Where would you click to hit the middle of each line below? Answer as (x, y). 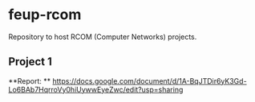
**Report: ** (30, 80)
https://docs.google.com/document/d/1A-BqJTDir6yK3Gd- (150, 80)
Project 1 (30, 62)
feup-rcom (45, 15)
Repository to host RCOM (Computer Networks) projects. (103, 37)
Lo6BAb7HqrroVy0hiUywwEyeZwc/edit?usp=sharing (96, 89)
